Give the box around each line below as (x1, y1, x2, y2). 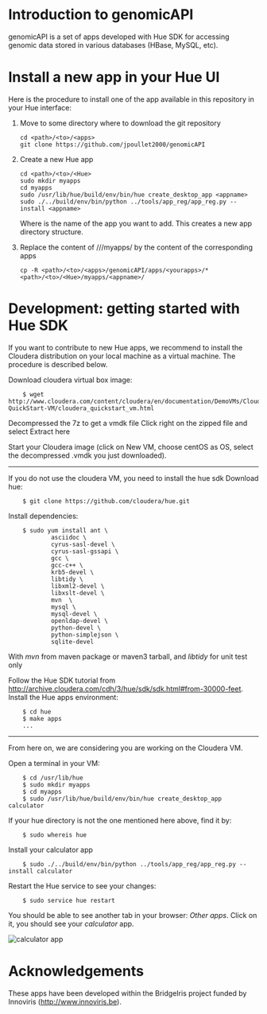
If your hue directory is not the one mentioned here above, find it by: (8, 815, 232, 825)
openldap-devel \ (50, 617, 109, 625)
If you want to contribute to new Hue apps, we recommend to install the (8, 343, 243, 352)
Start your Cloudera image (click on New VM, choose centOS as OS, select (8, 442, 254, 451)
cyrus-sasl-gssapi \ (50, 547, 119, 555)
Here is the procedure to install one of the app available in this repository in (8, 94, 254, 104)
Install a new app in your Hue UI (8, 68, 220, 87)
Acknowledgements (8, 962, 145, 980)
